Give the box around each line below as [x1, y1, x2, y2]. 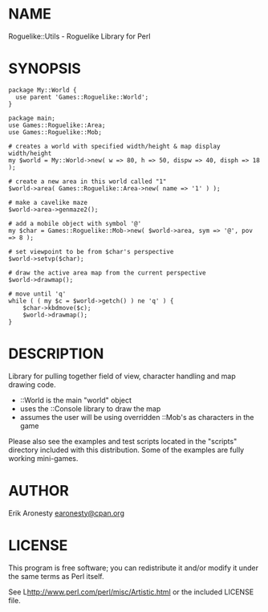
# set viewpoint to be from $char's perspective [8, 247, 174, 255]
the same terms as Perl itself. [8, 571, 104, 581]
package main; [8, 114, 56, 122]
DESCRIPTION [8, 345, 104, 363]
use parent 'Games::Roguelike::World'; [15, 93, 149, 101]
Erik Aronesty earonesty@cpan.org [8, 508, 124, 518]
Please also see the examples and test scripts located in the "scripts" [8, 436, 238, 446]
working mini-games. [8, 453, 79, 463]
